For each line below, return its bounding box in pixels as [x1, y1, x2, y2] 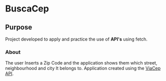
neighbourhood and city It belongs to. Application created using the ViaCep [5, 65, 161, 71]
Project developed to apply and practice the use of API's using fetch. [5, 36, 147, 42]
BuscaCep [5, 3, 49, 14]
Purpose [5, 23, 32, 31]
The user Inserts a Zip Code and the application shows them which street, [5, 60, 157, 66]
